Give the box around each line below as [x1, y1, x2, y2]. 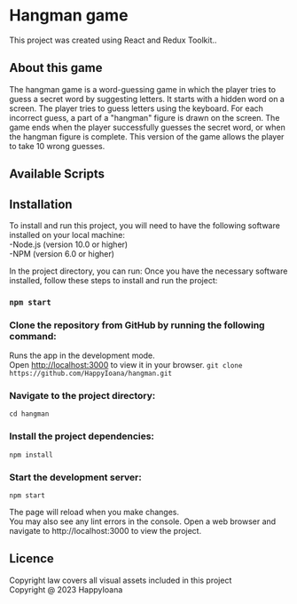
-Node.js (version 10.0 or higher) [9, 239, 129, 250]
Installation [9, 196, 73, 211]
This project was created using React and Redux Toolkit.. [9, 35, 217, 45]
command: [9, 330, 57, 342]
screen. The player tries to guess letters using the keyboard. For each [9, 103, 264, 114]
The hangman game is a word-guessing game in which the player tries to [9, 83, 277, 94]
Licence [9, 552, 55, 567]
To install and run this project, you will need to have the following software [9, 219, 281, 231]
